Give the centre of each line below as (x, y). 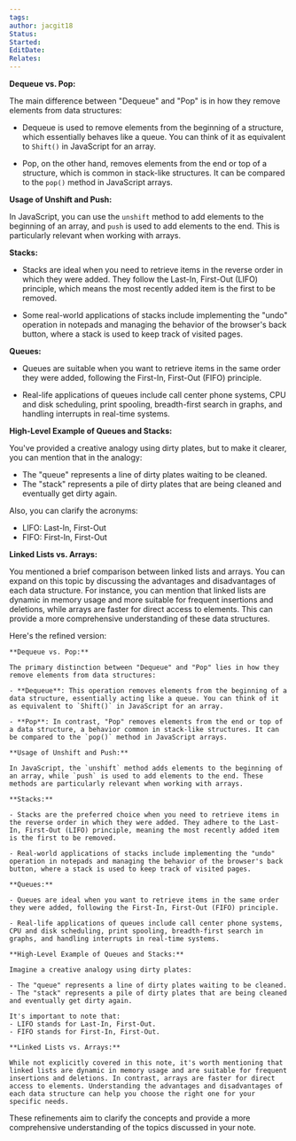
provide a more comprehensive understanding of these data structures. (140, 618)
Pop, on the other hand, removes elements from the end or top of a (144, 163)
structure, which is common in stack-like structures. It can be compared (153, 173)
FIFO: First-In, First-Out (65, 537)
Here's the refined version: (58, 636)
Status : (23, 34)
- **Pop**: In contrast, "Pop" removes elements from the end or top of (146, 722)
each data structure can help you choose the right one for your (132, 1094)
